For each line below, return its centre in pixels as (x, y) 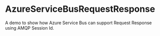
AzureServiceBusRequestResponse (80, 9)
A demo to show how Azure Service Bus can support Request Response (79, 23)
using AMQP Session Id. (30, 28)
